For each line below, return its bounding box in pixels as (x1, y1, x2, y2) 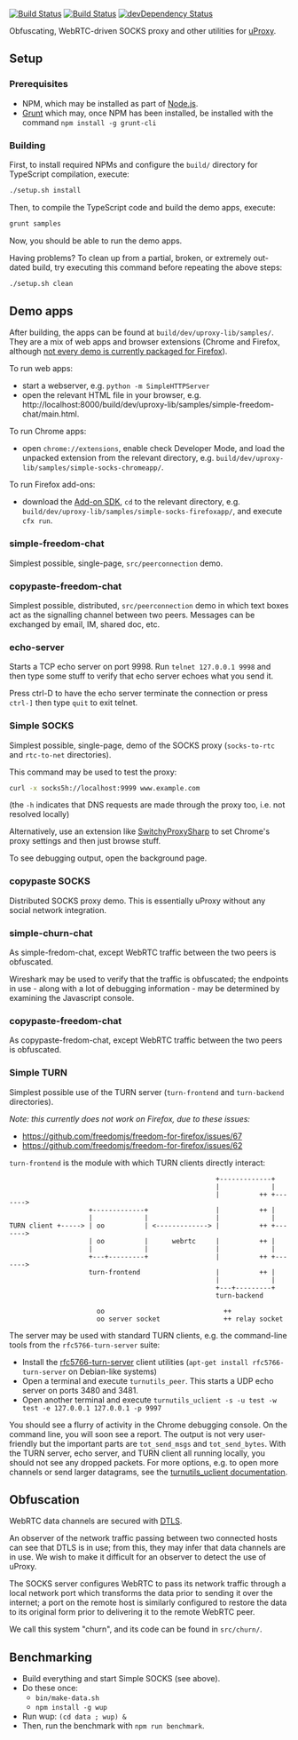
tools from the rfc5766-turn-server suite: (9, 1339, 161, 1350)
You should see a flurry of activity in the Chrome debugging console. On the (9, 1419, 288, 1430)
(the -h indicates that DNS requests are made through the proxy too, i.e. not (9, 799, 286, 810)
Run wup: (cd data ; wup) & (21, 1711, 127, 1722)
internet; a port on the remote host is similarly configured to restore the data (9, 1597, 287, 1608)
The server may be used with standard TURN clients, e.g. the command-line (9, 1330, 287, 1340)
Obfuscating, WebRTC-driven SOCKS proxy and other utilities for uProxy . (9, 26, 277, 36)
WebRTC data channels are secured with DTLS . (9, 1515, 183, 1527)
